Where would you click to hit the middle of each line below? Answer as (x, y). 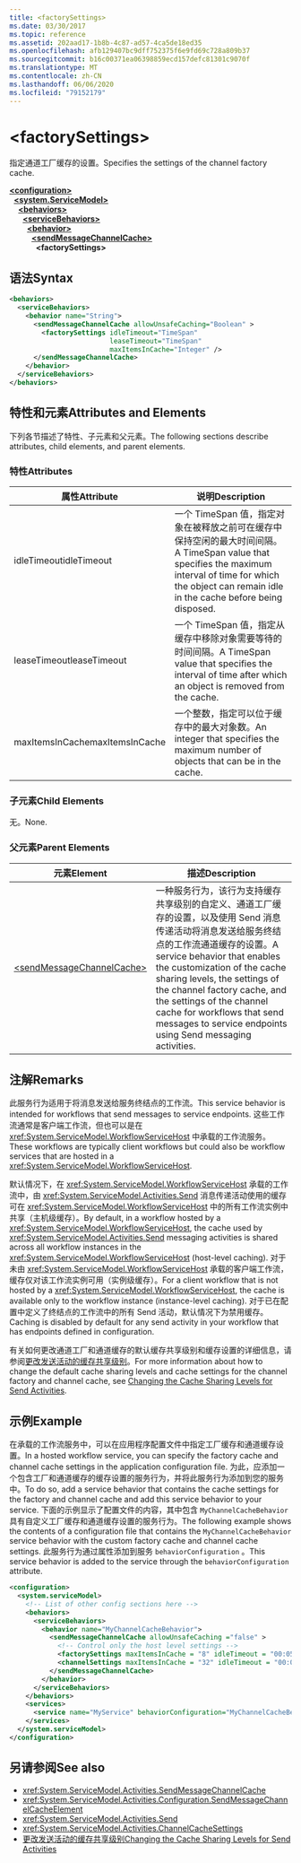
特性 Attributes (41, 471)
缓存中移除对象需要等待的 (228, 638)
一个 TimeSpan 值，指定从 (229, 624)
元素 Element (80, 873)
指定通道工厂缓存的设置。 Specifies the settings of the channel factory (138, 163)
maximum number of (218, 750)
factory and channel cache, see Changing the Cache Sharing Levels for (141, 1381)
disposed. (195, 608)
